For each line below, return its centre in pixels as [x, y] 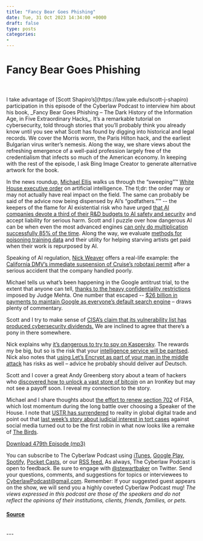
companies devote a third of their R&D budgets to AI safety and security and [101, 214]
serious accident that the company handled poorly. [70, 270]
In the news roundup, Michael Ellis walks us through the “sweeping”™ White [100, 181]
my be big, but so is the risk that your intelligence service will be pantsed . [98, 351]
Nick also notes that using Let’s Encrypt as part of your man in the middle [97, 357]
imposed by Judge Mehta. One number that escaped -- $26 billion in [92, 295]
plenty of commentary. [35, 308]
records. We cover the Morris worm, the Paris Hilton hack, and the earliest [99, 138]
